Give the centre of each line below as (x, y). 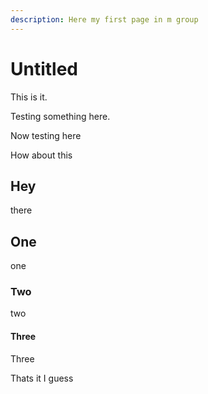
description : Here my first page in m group (104, 19)
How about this (41, 155)
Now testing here (46, 135)
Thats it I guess (42, 378)
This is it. (29, 97)
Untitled (44, 68)
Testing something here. (60, 116)
